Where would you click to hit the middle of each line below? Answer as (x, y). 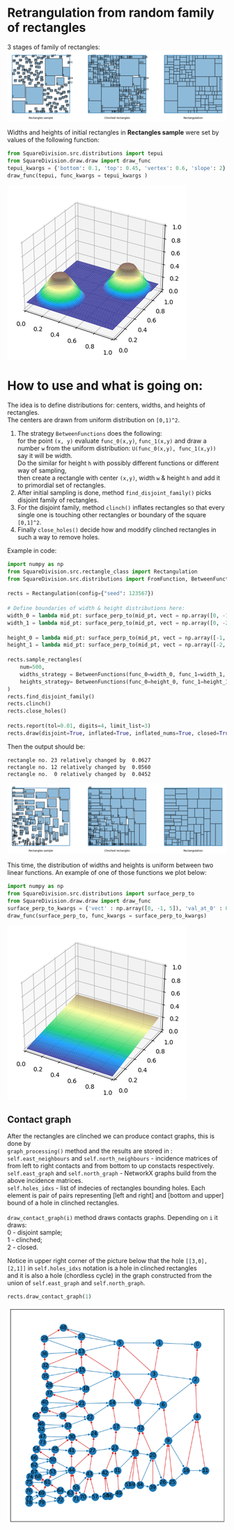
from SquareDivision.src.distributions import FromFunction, (98, 579)
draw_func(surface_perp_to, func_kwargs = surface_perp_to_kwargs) (107, 916)
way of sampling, (42, 470)
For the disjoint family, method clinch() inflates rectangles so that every (121, 507)
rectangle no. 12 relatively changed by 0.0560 (79, 767)
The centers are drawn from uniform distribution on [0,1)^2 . (93, 420)
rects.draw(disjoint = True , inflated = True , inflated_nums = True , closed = (113, 733)
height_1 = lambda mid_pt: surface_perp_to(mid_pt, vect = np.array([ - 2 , (117, 645)
